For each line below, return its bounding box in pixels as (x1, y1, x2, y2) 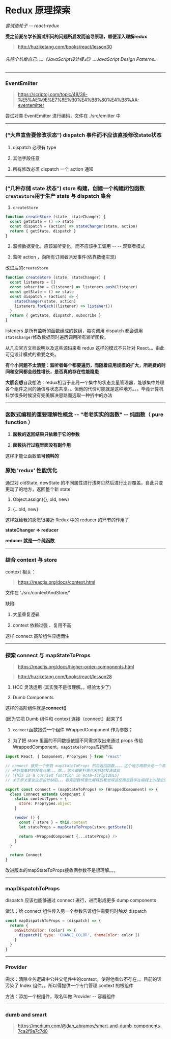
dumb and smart (5, 1011, 47, 1018)
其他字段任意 (12, 155, 40, 161)
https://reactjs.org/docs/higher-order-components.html (17, 664, 134, 670)
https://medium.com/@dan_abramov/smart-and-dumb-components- (17, 1023, 162, 1029)
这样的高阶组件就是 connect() (5, 705, 67, 711)
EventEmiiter (5, 80, 38, 87)
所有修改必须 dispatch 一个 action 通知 (12, 166, 94, 172)
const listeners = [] (10, 280, 56, 285)
